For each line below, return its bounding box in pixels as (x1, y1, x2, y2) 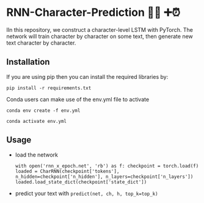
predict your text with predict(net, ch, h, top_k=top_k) (15, 190, 158, 197)
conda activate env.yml (6, 118, 67, 124)
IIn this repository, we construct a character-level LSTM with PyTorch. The (6, 26, 194, 33)
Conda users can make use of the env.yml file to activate (6, 95, 150, 103)
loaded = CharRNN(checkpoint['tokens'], (15, 168, 120, 174)
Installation (6, 57, 50, 67)
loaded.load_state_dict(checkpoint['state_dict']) (15, 179, 147, 185)
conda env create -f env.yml (6, 107, 81, 114)
